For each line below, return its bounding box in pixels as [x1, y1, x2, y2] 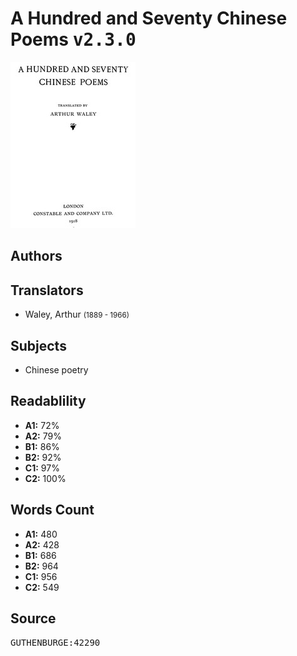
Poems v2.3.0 [10, 28, 137, 51]
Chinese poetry [24, 363, 89, 376]
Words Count [10, 502, 95, 519]
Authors [10, 248, 63, 265]
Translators [10, 282, 84, 299]
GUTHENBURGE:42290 [10, 637, 101, 649]
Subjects [10, 337, 67, 354]
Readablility [10, 393, 87, 410]
